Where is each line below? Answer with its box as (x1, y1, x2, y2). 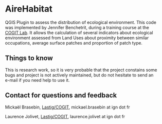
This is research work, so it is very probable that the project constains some (5, 67, 157, 73)
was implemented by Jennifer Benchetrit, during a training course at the (5, 24, 149, 30)
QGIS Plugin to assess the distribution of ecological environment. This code (5, 19, 157, 25)
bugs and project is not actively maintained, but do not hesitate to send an (5, 72, 154, 78)
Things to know (5, 54, 53, 62)
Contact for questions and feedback (5, 91, 117, 100)
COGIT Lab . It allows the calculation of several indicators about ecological (5, 30, 153, 35)
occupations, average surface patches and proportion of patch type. (5, 40, 143, 46)
